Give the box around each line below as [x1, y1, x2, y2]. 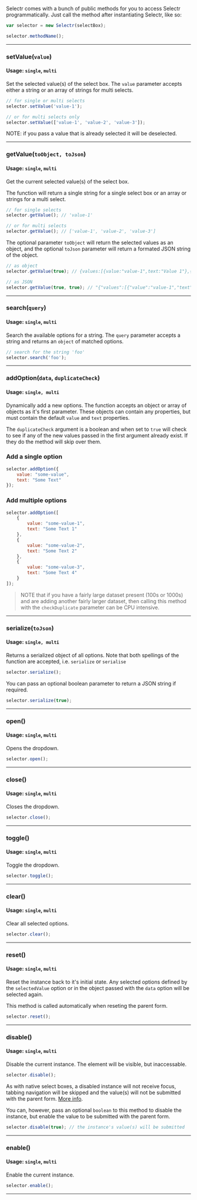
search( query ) [6, 304, 46, 312]
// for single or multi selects [6, 98, 85, 103]
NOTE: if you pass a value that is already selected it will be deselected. [6, 130, 177, 137]
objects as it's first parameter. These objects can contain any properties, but [6, 408, 191, 415]
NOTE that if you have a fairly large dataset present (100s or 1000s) [20, 591, 184, 599]
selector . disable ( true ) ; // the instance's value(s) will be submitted [6, 1124, 185, 1130]
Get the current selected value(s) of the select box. [6, 178, 130, 185]
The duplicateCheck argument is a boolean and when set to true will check [6, 426, 187, 433]
